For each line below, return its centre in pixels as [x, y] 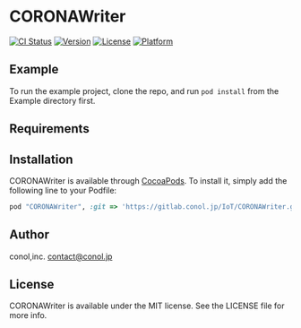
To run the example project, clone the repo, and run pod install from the [144, 91]
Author [29, 235]
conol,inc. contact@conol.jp [61, 256]
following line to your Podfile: [63, 190]
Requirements [49, 129]
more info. [28, 315]
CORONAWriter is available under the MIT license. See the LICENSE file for [147, 306]
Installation [41, 159]
